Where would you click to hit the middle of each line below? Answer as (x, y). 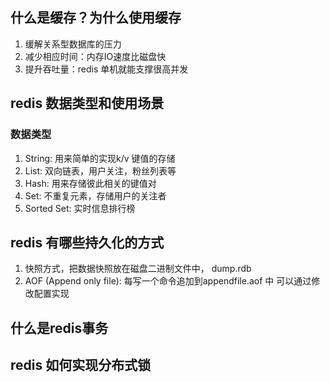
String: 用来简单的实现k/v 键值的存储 (100, 158)
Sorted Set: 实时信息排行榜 (80, 208)
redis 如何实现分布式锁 (81, 365)
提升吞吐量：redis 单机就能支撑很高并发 (106, 69)
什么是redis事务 (59, 328)
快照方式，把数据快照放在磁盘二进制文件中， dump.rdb (138, 269)
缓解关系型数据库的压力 (73, 44)
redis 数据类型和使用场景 (87, 103)
